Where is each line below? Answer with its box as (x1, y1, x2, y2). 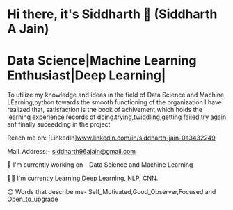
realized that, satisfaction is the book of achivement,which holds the (7, 106, 203, 114)
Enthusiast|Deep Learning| (7, 67, 166, 83)
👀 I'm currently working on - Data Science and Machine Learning (7, 161, 193, 169)
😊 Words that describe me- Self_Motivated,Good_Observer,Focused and (7, 188, 216, 196)
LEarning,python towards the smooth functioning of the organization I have (7, 98, 223, 106)
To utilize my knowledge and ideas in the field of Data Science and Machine (7, 90, 225, 99)
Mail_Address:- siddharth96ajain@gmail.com (7, 147, 136, 156)
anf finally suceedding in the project (7, 120, 111, 129)
